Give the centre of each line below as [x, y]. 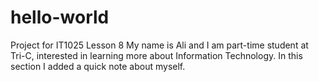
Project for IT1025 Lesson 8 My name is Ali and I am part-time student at [159, 45]
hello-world [60, 17]
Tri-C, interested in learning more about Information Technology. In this [156, 55]
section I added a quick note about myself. [98, 66]
